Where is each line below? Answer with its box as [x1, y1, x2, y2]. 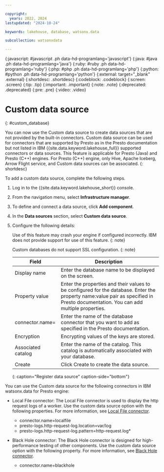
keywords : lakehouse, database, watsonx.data [5, 29, 99, 34]
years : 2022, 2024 [9, 16, 47, 21]
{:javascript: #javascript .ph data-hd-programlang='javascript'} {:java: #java [5, 56, 158, 62]
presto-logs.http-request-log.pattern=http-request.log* [19, 428, 131, 434]
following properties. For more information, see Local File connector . [12, 408, 150, 414]
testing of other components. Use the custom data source [40, 443, 156, 449]
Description [95, 258, 123, 265]
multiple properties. [61, 305, 106, 312]
